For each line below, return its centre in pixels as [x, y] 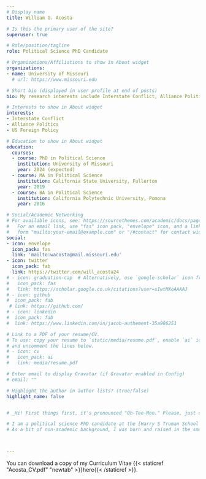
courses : [23, 153]
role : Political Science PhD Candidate [57, 52]
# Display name [26, 12]
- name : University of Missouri [48, 74]
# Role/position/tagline [38, 46]
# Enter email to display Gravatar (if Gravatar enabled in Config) [96, 374]
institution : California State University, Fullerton [87, 181]
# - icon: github [29, 295]
